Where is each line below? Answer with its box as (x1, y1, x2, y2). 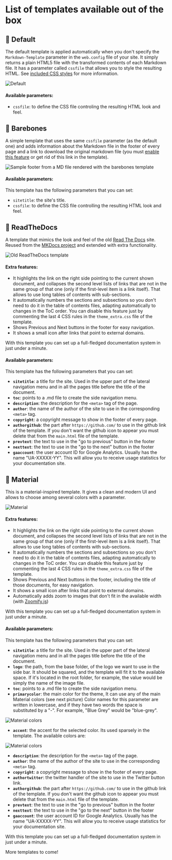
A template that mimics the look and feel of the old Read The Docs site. (5, 236, 156, 243)
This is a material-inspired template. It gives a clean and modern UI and (5, 489, 157, 495)
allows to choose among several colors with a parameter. (5, 495, 126, 501)
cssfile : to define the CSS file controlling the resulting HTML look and (12, 203, 162, 209)
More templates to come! (5, 849, 59, 855)
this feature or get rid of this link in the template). (5, 154, 109, 160)
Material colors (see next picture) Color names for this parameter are (12, 696, 159, 702)
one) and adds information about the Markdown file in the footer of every (5, 143, 160, 150)
